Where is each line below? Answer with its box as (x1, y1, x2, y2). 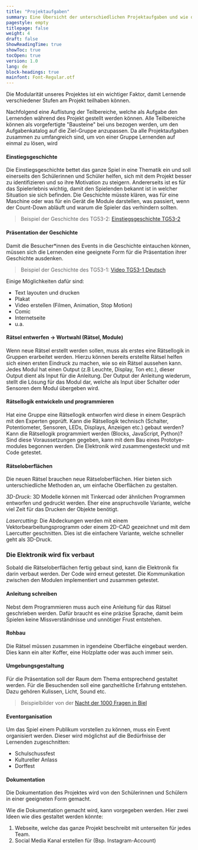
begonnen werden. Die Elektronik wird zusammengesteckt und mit (28, 442, 190, 449)
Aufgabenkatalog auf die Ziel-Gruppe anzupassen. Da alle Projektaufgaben (6, 127, 189, 135)
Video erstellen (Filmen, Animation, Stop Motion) (14, 302, 133, 309)
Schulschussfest (14, 750, 55, 757)
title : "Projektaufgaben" (6, 8, 70, 15)
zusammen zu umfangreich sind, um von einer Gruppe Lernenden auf (6, 133, 176, 140)
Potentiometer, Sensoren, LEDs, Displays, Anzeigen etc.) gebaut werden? (6, 423, 184, 431)
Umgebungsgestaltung (6, 662, 64, 669)
